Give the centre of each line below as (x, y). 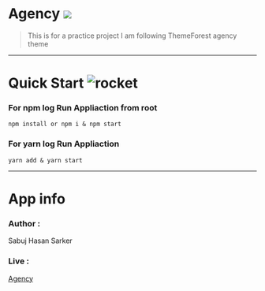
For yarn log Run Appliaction (64, 144)
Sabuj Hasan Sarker (40, 241)
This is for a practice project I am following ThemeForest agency (132, 35)
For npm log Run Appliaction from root (83, 108)
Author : (24, 223)
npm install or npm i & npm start (65, 124)
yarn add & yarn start (45, 160)
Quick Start (46, 83)
